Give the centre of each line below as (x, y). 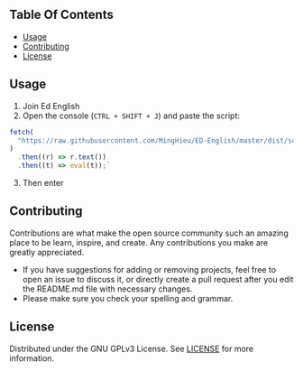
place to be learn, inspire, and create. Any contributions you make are (139, 242)
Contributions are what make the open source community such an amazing (149, 233)
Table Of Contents (62, 15)
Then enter (43, 183)
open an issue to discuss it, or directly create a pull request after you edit (158, 279)
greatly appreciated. (47, 252)
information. (32, 358)
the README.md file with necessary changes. (107, 289)
